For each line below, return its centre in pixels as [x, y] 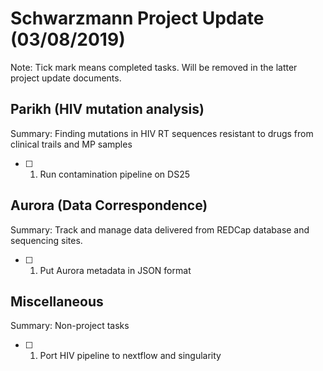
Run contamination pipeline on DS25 [115, 174]
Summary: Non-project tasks [70, 326]
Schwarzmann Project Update [137, 18]
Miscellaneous [57, 301]
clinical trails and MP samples [71, 144]
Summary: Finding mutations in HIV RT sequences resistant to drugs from [162, 133]
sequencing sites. [46, 240]
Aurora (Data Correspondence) [109, 205]
